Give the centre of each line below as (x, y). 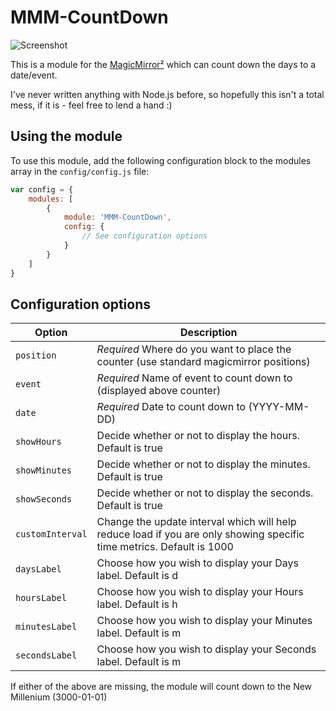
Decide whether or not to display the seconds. (205, 493)
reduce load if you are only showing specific (200, 534)
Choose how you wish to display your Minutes (204, 621)
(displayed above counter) (159, 391)
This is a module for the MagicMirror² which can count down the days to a (163, 64)
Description (209, 333)
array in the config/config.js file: (80, 171)
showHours (38, 442)
